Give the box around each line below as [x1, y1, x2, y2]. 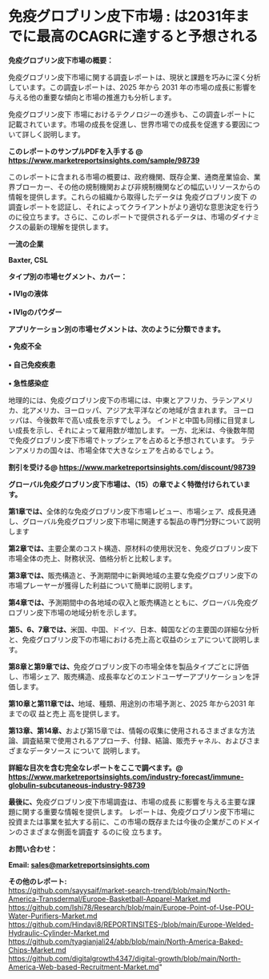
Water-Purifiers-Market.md [8, 911, 98, 921]
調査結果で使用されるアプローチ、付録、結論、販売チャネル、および [22, 735, 247, 745]
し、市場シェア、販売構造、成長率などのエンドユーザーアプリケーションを [8, 671, 253, 681]
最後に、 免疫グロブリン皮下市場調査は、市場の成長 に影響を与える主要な [8, 796, 249, 806]
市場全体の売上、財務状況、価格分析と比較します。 [8, 554, 176, 563]
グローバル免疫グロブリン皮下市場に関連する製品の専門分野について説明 [22, 516, 261, 526]
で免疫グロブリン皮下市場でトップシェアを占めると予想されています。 [8, 435, 239, 445]
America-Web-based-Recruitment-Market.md [8, 962, 159, 972]
